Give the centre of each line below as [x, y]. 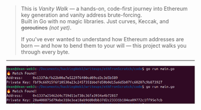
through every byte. [45, 52]
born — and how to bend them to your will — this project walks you [103, 45]
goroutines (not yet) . [46, 27]
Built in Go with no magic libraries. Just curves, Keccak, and [95, 21]
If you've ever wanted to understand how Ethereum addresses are [102, 39]
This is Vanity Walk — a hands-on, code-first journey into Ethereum [104, 9]
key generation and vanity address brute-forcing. [81, 15]
